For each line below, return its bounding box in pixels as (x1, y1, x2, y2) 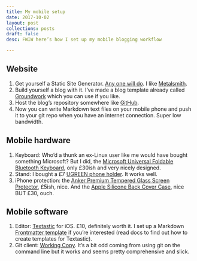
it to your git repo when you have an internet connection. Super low (14, 111, 181, 119)
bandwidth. (14, 118, 43, 125)
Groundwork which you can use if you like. (14, 92, 121, 99)
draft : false (6, 31, 39, 37)
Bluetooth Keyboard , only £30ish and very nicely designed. (14, 164, 161, 171)
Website (6, 64, 38, 74)
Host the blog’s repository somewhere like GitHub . (14, 99, 140, 106)
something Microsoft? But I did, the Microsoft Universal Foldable (14, 157, 174, 165)
